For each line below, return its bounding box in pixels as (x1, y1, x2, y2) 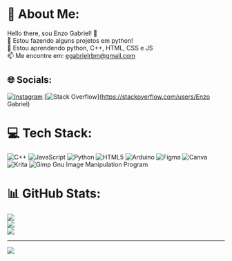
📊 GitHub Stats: (7, 186, 101, 201)
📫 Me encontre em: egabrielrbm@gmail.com (7, 51, 136, 59)
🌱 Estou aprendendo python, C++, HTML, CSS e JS (7, 43, 153, 52)
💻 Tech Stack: (7, 125, 93, 141)
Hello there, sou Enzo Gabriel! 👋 (7, 29, 98, 37)
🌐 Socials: (7, 74, 52, 86)
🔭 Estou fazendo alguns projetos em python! (7, 36, 133, 44)
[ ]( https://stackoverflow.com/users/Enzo (43, 93, 211, 101)
